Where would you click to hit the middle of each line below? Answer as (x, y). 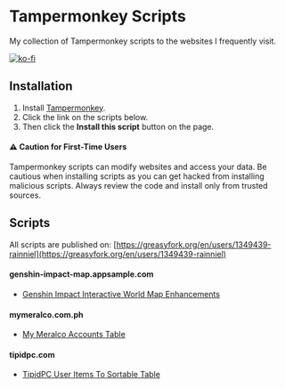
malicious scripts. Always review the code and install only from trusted (139, 185)
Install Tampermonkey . (64, 108)
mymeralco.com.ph (46, 314)
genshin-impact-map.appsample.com (81, 274)
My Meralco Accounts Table (74, 335)
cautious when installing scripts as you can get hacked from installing (137, 176)
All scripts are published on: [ (63, 244)
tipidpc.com (32, 354)
